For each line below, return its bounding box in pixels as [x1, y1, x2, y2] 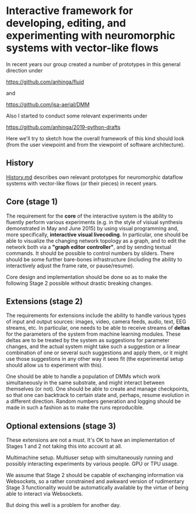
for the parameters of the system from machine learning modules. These [6, 330, 181, 337]
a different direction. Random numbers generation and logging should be [6, 398, 181, 405]
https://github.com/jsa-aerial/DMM [6, 101, 90, 108]
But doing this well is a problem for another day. [6, 502, 121, 509]
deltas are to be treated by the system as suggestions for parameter [6, 337, 170, 344]
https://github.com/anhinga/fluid [6, 78, 85, 85]
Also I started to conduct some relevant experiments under [6, 112, 148, 119]
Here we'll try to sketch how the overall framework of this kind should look [6, 134, 185, 142]
